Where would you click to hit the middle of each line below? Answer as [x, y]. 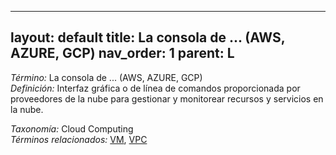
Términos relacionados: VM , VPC [79, 139]
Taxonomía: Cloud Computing [72, 128]
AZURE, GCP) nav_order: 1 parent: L [122, 53]
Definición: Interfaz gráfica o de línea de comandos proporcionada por [155, 88]
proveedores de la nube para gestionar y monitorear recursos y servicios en [167, 98]
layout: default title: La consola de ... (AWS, [148, 37]
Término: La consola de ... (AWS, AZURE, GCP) [106, 77]
